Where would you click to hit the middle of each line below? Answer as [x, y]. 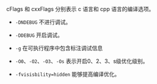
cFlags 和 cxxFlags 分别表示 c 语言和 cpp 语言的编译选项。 [80, 9]
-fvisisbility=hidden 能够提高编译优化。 [68, 74]
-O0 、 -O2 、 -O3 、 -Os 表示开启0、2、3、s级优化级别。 [82, 61]
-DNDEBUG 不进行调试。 [43, 22]
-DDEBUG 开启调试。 [39, 35]
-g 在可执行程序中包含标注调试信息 [59, 48]
